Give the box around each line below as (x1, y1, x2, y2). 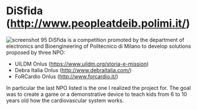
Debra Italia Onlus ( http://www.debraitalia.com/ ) (14, 66, 132, 73)
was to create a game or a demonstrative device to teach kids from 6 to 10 (6, 90, 188, 98)
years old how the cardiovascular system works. (6, 96, 124, 104)
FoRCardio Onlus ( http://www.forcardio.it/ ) (14, 73, 118, 80)
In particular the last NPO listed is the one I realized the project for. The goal (6, 84, 191, 91)
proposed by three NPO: (6, 48, 66, 56)
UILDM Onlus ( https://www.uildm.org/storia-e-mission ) (14, 60, 149, 67)
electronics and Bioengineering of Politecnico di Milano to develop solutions (6, 43, 191, 50)
